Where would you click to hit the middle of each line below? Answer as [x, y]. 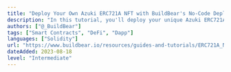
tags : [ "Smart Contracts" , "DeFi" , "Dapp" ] [70, 33]
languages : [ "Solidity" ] [43, 39]
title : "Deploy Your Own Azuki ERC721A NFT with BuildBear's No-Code [109, 13]
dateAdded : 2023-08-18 [40, 52]
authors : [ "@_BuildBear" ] [44, 26]
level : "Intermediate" [40, 58]
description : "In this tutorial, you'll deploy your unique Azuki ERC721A [117, 20]
